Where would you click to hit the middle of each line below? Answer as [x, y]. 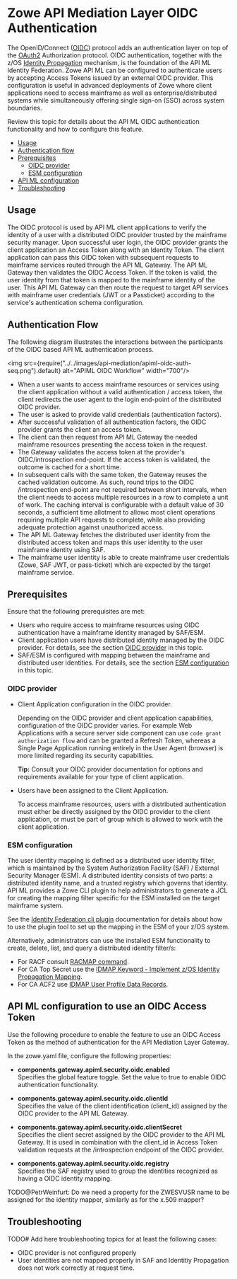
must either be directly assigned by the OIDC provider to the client [114, 811]
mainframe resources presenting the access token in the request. [113, 445]
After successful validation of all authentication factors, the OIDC [112, 422]
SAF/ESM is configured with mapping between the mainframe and [114, 655]
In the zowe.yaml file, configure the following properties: [89, 1055]
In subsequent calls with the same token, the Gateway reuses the [112, 474]
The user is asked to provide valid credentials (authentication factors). [119, 414]
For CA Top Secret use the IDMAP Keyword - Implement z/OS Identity [119, 969]
